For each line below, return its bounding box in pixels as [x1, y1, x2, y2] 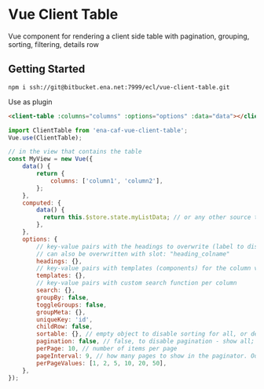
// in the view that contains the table [8, 147, 143, 156]
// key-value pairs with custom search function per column [36, 279, 237, 287]
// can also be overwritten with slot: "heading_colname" [36, 249, 230, 258]
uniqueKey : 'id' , [36, 315, 93, 323]
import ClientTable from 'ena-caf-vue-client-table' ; [8, 126, 189, 134]
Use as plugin [8, 96, 53, 107]
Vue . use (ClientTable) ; [8, 133, 82, 142]
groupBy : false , [36, 293, 90, 301]
